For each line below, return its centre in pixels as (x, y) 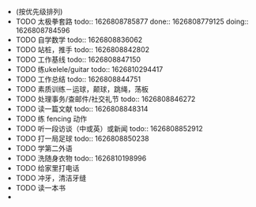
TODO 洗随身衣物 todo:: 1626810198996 (81, 158)
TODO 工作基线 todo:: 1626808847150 (78, 59)
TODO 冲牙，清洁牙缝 (51, 178)
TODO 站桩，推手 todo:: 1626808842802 (83, 49)
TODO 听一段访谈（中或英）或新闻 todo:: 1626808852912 (109, 128)
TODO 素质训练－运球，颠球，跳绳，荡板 (82, 89)
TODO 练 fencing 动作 (51, 119)
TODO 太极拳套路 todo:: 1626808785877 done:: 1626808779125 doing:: (132, 21)
